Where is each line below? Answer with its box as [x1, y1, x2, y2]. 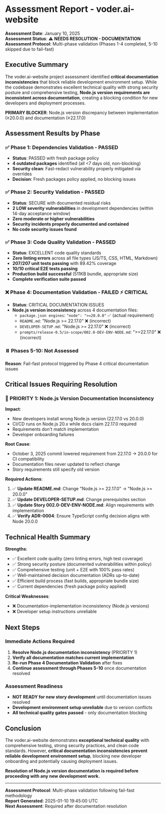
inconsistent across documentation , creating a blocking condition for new [5, 95, 158, 101]
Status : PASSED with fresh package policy [12, 155, 99, 161]
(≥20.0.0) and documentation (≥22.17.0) [5, 115, 86, 121]
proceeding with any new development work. [5, 773, 100, 779]
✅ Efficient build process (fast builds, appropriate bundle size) [12, 578, 139, 584]
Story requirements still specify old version [12, 466, 100, 472]
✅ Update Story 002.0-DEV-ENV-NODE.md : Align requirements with [12, 502, 154, 508]
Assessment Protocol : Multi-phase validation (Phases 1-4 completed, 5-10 [5, 41, 158, 47]
